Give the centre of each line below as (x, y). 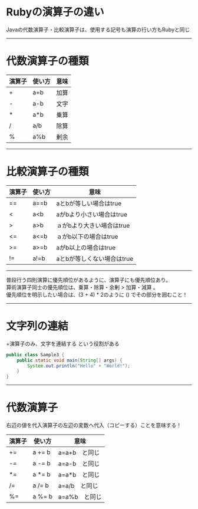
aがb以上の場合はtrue (86, 247)
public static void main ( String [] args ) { (70, 360)
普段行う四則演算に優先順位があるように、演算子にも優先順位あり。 (89, 280)
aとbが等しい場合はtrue (89, 203)
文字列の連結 (37, 326)
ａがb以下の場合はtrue (87, 237)
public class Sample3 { (35, 354)
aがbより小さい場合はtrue (92, 214)
